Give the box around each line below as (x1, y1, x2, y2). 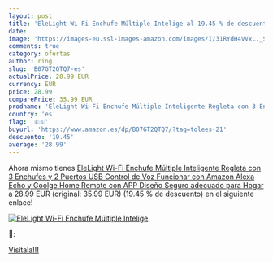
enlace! (8, 197, 33, 207)
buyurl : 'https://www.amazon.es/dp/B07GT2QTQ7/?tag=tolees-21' (8, 125, 227, 133)
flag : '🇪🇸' (8, 118, 49, 126)
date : (8, 27, 27, 35)
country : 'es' (8, 111, 57, 119)
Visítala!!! (8, 245, 39, 255)
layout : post (8, 11, 53, 20)
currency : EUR (8, 80, 57, 88)
